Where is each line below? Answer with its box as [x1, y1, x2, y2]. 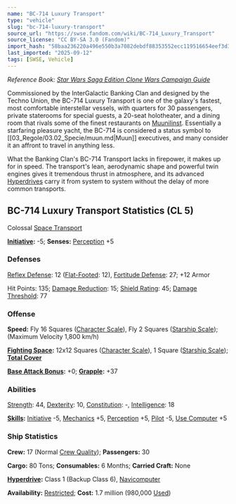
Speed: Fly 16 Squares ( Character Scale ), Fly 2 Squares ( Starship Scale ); [7, 325, 218, 333]
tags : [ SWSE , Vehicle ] [7, 56, 74, 63]
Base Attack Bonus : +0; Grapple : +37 [7, 367, 118, 376]
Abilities [7, 385, 37, 394]
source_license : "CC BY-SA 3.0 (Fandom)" [7, 37, 131, 44]
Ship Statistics [7, 432, 58, 442]
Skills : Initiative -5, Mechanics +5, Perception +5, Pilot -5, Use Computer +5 [7, 414, 228, 423]
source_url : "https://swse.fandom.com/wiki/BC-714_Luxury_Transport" [7, 29, 216, 37]
